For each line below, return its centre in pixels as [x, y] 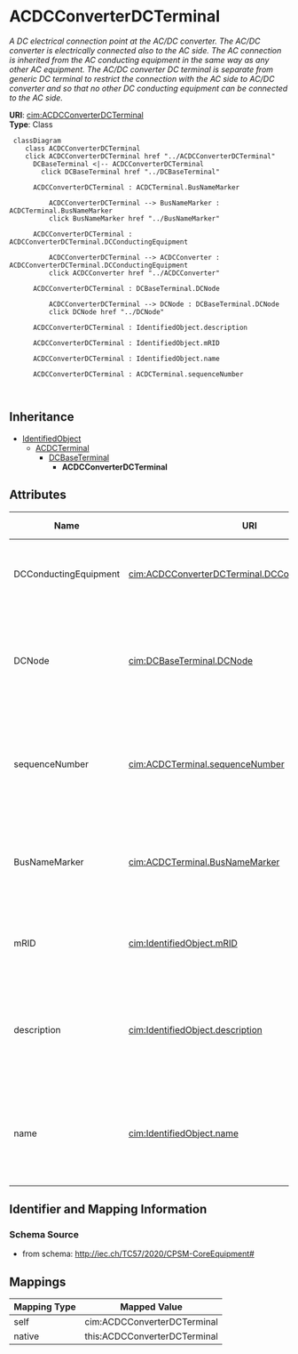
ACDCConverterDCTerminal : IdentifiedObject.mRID [126, 343]
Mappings [38, 1281]
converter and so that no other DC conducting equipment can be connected [149, 88]
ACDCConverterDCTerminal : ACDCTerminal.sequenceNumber [138, 374]
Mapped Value [151, 1307]
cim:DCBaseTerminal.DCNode [191, 660]
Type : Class [31, 124]
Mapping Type [45, 1307]
